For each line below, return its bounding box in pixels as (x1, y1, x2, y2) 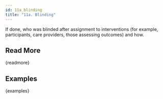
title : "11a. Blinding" (5, 12, 56, 17)
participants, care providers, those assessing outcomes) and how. (5, 31, 144, 38)
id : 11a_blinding (5, 7, 42, 13)
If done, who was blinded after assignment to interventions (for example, (5, 26, 158, 32)
